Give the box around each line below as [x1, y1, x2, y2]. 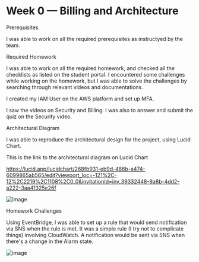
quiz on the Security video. [6, 113, 72, 120]
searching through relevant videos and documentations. [6, 83, 144, 90]
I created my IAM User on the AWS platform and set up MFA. [6, 95, 154, 102]
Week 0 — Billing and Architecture [6, 4, 179, 18]
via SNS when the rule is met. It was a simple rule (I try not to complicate [6, 225, 184, 232]
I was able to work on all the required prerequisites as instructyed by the [6, 35, 183, 42]
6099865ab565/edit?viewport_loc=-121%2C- [6, 171, 118, 179]
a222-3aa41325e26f [6, 184, 56, 191]
